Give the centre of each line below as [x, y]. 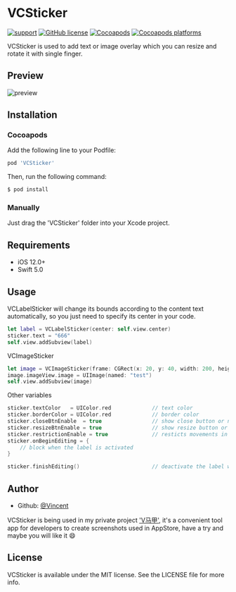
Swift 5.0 [30, 270]
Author [23, 489]
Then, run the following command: [57, 177]
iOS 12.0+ [31, 262]
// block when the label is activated [77, 448]
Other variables [29, 395]
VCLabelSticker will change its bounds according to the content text [105, 309]
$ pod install [28, 190]
